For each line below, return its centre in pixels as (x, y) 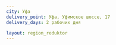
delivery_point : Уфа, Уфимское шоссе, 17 (58, 17)
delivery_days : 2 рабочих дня (44, 22)
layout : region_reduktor (37, 33)
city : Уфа (18, 11)
